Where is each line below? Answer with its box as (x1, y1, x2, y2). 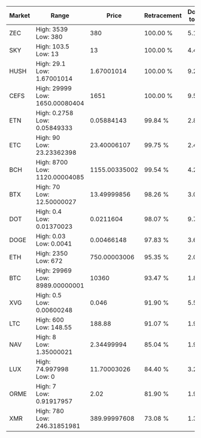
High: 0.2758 (35, 109, 74, 117)
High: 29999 (35, 84, 72, 92)
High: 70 (35, 183, 60, 191)
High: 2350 (35, 249, 68, 258)
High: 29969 (35, 267, 72, 274)
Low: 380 (35, 33, 63, 41)
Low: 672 (35, 257, 63, 265)
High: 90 (35, 134, 60, 142)
